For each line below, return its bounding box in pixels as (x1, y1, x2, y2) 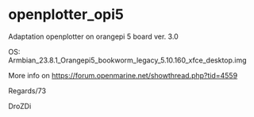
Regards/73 (8, 85, 46, 96)
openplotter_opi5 (8, 6, 125, 24)
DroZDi (8, 101, 32, 111)
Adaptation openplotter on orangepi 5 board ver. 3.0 (8, 32, 179, 41)
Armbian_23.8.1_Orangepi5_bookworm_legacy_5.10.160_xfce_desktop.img (8, 55, 248, 65)
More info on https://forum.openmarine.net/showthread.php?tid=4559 (8, 70, 238, 80)
